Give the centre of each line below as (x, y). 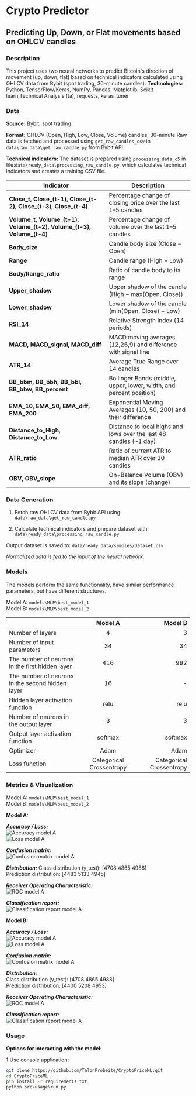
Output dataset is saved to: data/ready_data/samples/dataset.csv (85, 545)
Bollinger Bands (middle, (142, 379)
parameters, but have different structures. (56, 591)
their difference (130, 417)
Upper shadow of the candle (148, 287)
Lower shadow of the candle (148, 304)
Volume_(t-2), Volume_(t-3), (50, 227)
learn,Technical (24, 95)
